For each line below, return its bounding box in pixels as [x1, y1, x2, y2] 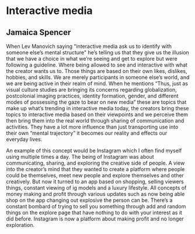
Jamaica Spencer [6, 27, 71, 37]
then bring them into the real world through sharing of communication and [6, 117, 184, 124]
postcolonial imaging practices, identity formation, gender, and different [6, 92, 179, 99]
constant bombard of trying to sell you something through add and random [6, 203, 186, 209]
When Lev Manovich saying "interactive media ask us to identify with [6, 43, 172, 50]
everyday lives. [6, 136, 43, 142]
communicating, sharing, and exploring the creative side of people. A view [6, 159, 185, 166]
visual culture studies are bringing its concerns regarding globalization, [6, 86, 177, 93]
